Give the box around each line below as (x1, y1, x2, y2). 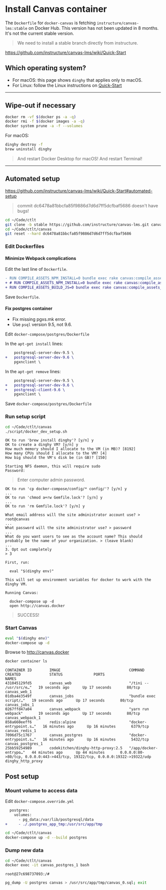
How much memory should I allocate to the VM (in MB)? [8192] (5, 446, 136, 451)
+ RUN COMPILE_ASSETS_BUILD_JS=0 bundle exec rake (5, 285, 112, 290)
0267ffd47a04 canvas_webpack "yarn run (5, 707, 149, 712)
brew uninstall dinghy (5, 147, 52, 152)
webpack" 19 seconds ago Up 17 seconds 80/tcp (5, 711, 140, 716)
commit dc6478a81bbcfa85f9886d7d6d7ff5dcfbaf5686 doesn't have (17, 202, 158, 208)
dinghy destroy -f (5, 142, 43, 147)
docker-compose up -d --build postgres (5, 835, 87, 840)
